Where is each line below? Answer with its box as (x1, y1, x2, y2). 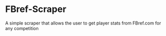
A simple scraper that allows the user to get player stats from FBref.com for (5, 20, 161, 26)
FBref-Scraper (5, 3, 66, 15)
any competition (5, 25, 39, 31)
